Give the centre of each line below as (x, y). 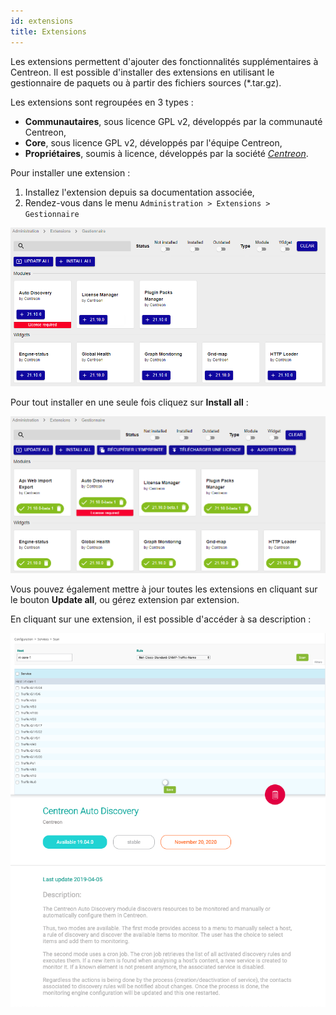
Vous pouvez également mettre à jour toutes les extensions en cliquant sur (164, 589)
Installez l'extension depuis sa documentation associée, (139, 192)
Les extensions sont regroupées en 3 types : (102, 102)
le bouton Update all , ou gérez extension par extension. (125, 599)
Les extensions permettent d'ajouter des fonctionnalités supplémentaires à (164, 61)
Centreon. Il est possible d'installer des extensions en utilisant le (142, 72)
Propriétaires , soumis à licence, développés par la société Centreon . (166, 153)
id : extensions (42, 21)
